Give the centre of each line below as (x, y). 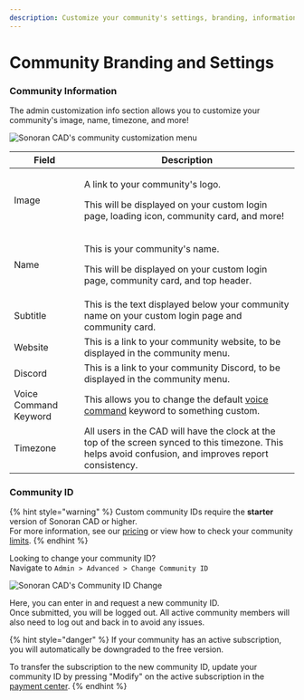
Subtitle (30, 316)
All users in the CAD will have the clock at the (180, 431)
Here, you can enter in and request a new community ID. (114, 603)
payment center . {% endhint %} (68, 686)
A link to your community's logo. (152, 185)
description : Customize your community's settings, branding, (129, 18)
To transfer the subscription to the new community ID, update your (133, 667)
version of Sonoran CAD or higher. (73, 522)
